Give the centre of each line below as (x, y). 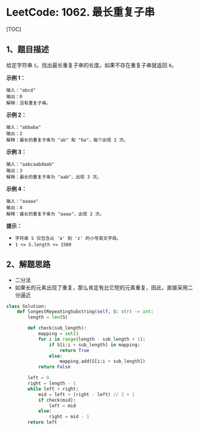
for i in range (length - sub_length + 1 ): (92, 339)
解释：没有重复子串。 (28, 103)
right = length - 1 (52, 383)
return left (43, 422)
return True (74, 350)
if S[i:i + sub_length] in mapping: (94, 344)
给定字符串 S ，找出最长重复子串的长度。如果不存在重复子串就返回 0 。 (92, 65)
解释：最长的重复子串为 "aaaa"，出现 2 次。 (55, 214)
